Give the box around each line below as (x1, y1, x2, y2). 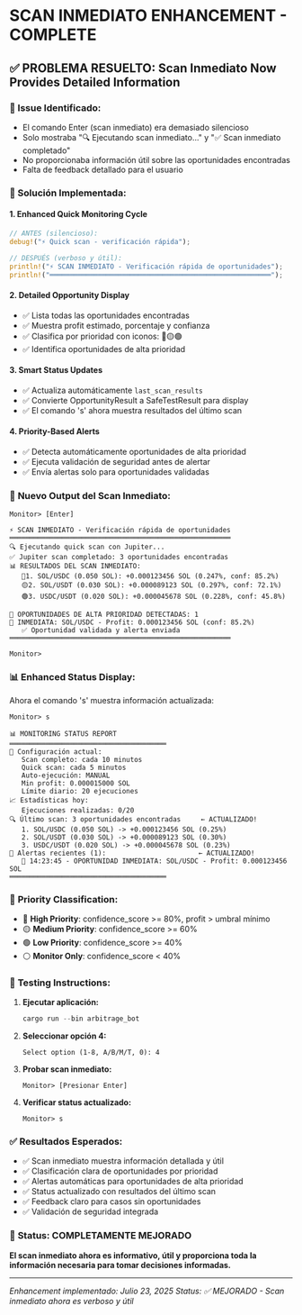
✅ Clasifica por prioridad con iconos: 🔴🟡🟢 (22, 331, 182, 341)
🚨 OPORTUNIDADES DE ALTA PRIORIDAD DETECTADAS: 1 (9, 610, 200, 620)
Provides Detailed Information (9, 74, 181, 90)
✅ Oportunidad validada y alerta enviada (21, 626, 181, 635)
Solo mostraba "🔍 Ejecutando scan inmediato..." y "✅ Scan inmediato (22, 131, 281, 142)
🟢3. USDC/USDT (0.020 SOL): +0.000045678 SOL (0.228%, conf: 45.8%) (21, 592, 286, 602)
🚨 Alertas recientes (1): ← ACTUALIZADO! (9, 848, 255, 857)
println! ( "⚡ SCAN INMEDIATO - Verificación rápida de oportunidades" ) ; (9, 262, 283, 271)
